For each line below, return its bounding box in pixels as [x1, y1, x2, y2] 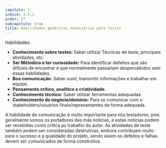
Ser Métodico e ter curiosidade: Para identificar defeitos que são [12, 60, 148, 66]
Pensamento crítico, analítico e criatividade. [12, 86, 106, 92]
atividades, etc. [12, 54, 44, 60]
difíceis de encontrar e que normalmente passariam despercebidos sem [12, 65, 161, 71]
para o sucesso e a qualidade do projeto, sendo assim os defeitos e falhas [5, 133, 158, 139]
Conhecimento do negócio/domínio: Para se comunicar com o [12, 97, 143, 103]
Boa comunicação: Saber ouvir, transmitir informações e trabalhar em [12, 76, 157, 82]
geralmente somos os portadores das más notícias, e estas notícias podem [5, 117, 160, 123]
